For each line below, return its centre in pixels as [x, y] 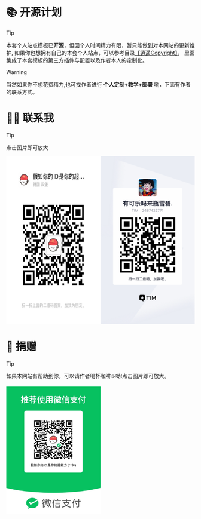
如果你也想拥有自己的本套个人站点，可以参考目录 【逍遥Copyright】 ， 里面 [104, 53]
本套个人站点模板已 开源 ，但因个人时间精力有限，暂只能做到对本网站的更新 [98, 45]
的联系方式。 [22, 92]
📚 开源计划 [34, 12]
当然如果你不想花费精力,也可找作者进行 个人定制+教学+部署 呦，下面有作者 [98, 84]
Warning [16, 72]
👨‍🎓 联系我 [30, 119]
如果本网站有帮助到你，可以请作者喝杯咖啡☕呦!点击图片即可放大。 [88, 376]
